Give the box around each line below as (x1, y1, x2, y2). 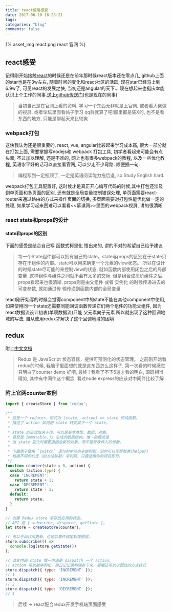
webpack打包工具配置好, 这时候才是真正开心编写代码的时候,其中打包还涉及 (5, 183, 163, 189)
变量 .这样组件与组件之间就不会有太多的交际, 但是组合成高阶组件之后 (17, 273, 162, 279)
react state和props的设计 (5, 217, 69, 224)
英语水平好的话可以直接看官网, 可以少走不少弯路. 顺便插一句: (12, 161, 140, 167)
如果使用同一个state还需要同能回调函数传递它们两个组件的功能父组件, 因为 (5, 303, 162, 309)
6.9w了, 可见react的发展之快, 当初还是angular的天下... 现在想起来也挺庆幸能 (5, 85, 165, 91)
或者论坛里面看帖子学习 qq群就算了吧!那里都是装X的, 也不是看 (34, 109, 165, 115)
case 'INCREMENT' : (10, 473, 50, 478)
